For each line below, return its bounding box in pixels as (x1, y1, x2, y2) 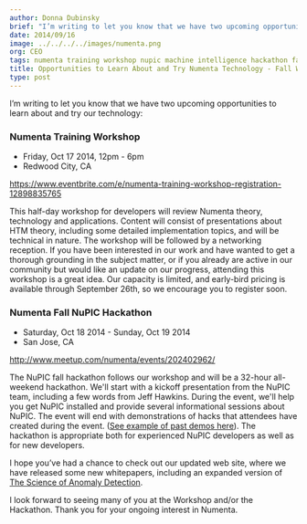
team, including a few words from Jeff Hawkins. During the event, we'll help (9, 392, 295, 403)
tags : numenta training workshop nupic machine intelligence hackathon (9, 56, 288, 65)
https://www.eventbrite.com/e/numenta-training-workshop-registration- (9, 179, 281, 190)
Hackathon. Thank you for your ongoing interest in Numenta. (9, 504, 238, 516)
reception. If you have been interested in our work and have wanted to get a (9, 245, 295, 256)
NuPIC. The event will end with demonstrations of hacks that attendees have (9, 411, 298, 422)
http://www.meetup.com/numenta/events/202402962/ (9, 354, 216, 365)
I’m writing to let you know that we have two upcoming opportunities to (9, 98, 277, 109)
